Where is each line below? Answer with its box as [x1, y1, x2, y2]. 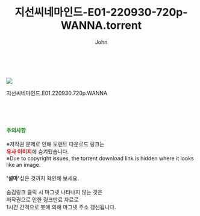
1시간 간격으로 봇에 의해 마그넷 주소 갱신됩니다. [6, 203, 116, 211]
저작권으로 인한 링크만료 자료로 [6, 196, 80, 203]
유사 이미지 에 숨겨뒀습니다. [6, 148, 69, 155]
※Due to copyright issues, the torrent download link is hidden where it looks [6, 154, 194, 162]
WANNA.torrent [60, 19, 142, 32]
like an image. [6, 161, 41, 168]
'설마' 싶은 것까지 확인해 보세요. [6, 175, 80, 182]
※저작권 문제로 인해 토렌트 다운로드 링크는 [6, 140, 105, 148]
